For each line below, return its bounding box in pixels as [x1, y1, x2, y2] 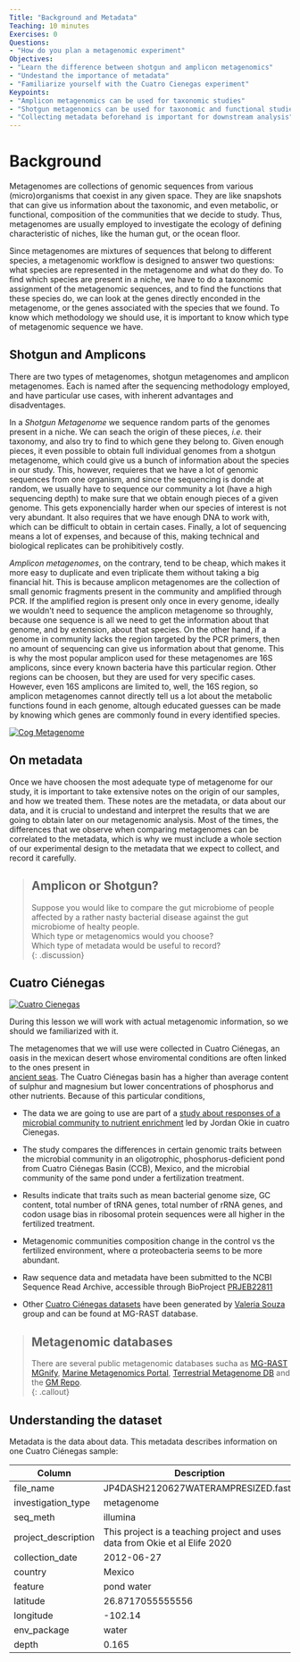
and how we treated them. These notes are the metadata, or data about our [9, 795, 287, 806]
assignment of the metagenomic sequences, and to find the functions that [9, 283, 282, 295]
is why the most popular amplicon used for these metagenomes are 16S [9, 652, 273, 663]
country [13, 1565, 47, 1578]
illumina [103, 1511, 137, 1523]
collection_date [13, 1551, 78, 1564]
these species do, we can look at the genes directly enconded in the [9, 293, 261, 304]
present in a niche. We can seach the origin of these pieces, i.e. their [9, 426, 262, 437]
